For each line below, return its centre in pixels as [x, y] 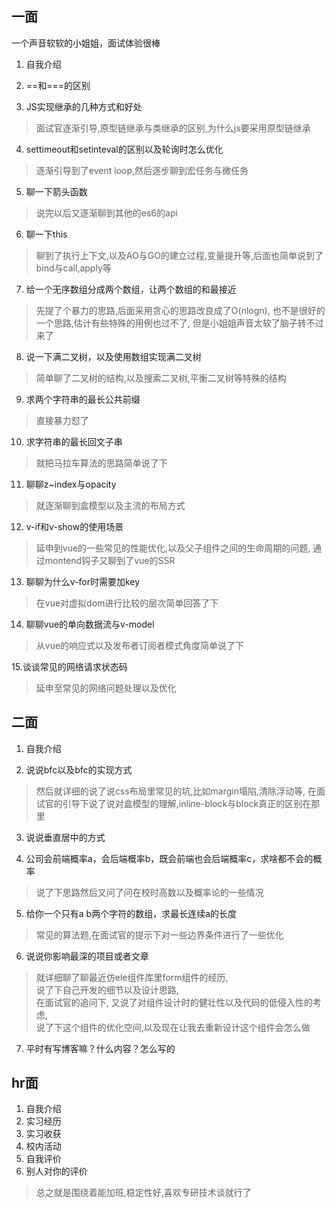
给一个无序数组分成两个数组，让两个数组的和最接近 [131, 289]
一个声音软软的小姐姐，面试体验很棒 [86, 43]
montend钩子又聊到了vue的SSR [110, 560]
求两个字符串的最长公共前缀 [83, 399]
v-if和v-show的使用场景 [74, 526]
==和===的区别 [58, 85]
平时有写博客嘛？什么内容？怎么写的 [100, 1048]
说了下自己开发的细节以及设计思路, [107, 989]
